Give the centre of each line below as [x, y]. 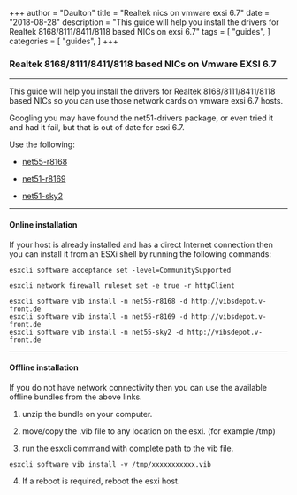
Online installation [43, 224]
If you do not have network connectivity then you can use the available [138, 387]
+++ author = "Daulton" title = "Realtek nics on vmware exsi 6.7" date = [140, 13]
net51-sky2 [42, 196]
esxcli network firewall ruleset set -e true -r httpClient [122, 286]
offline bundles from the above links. [76, 397]
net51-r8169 [44, 179]
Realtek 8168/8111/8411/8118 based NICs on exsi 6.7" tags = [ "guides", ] [140, 31]
